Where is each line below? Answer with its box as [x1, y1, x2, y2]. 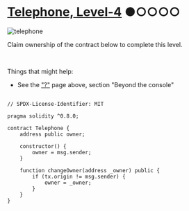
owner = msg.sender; [32, 149, 92, 156]
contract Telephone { [7, 125, 70, 132]
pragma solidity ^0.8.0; [7, 113, 79, 120]
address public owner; [19, 131, 85, 138]
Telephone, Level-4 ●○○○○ [7, 4, 181, 20]
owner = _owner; [44, 179, 92, 187]
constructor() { [19, 143, 67, 150]
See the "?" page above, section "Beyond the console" [17, 80, 174, 89]
